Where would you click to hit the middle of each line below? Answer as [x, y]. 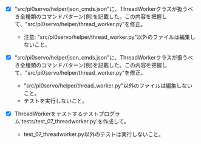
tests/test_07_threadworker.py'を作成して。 [76, 122]
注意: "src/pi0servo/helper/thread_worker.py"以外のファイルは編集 [107, 37]
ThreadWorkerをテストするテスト [56, 114]
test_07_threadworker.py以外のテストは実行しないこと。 [94, 134]
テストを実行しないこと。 [56, 101]
